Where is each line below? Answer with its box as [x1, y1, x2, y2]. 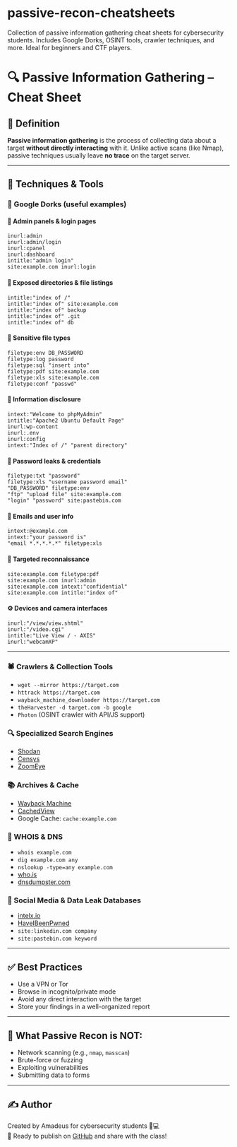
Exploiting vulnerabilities [17, 1063, 89, 1071]
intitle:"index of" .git [7, 312, 80, 319]
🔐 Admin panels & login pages [7, 217, 97, 225]
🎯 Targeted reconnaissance [7, 555, 90, 563]
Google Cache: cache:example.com [17, 814, 117, 823]
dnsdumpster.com [17, 878, 71, 886]
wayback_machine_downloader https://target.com [17, 697, 160, 704]
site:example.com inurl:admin [7, 577, 97, 584]
